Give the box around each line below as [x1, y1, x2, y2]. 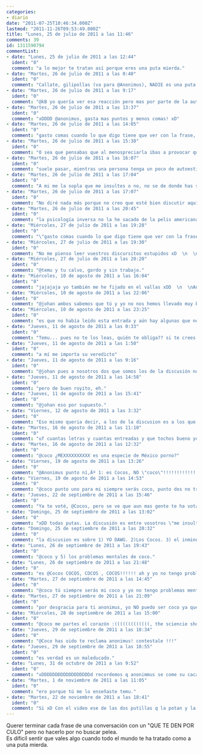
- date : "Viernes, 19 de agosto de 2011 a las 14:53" [6, 475, 145, 481]
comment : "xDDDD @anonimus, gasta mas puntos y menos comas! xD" [11, 115, 180, 121]
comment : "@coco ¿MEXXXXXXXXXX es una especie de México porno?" [11, 453, 180, 459]
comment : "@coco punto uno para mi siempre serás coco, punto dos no [11, 486, 190, 492]
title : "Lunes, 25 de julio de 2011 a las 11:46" [6, 31, 134, 37]
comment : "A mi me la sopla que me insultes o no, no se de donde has [11, 183, 193, 189]
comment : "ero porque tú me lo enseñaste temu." [11, 688, 137, 695]
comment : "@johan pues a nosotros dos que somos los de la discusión [11, 368, 190, 375]
